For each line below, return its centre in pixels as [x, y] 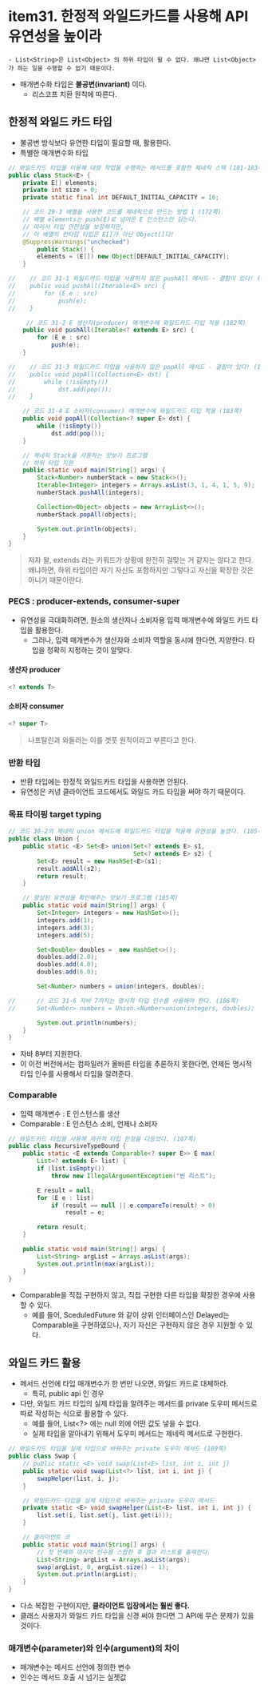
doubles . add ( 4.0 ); [67, 965]
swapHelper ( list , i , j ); [78, 1478]
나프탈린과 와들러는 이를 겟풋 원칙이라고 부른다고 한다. [112, 740]
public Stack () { [65, 249]
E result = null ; [65, 1190]
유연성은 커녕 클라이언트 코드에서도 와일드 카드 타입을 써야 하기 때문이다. [132, 792]
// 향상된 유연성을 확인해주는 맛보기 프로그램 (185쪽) [100, 898]
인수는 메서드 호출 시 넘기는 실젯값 [73, 1677]
